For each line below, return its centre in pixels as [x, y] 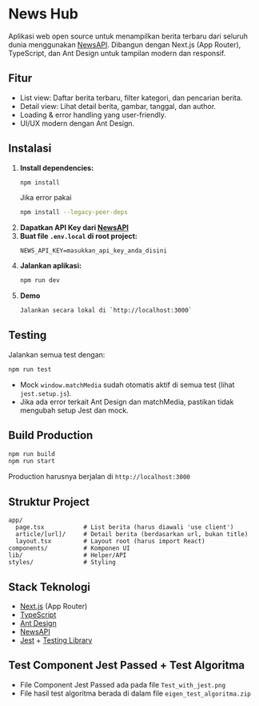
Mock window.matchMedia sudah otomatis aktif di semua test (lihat [127, 385]
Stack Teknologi [49, 587]
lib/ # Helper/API [68, 555]
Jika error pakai [46, 198]
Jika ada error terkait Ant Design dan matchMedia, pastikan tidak [127, 401]
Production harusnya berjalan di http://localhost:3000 [99, 477]
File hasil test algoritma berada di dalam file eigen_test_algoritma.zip [135, 693]
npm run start [32, 462]
